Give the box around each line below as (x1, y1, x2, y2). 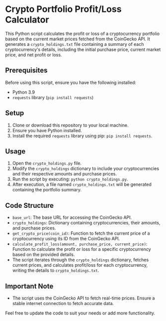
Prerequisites (5, 66, 48, 75)
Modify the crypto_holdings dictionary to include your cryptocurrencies (12, 165, 160, 171)
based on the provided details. (12, 252, 75, 258)
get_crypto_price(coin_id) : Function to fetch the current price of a (12, 230, 150, 236)
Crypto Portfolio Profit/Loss (5, 3, 122, 15)
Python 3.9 (12, 89, 35, 95)
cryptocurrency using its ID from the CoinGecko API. (12, 236, 120, 242)
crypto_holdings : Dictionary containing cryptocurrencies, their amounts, (12, 220, 161, 226)
